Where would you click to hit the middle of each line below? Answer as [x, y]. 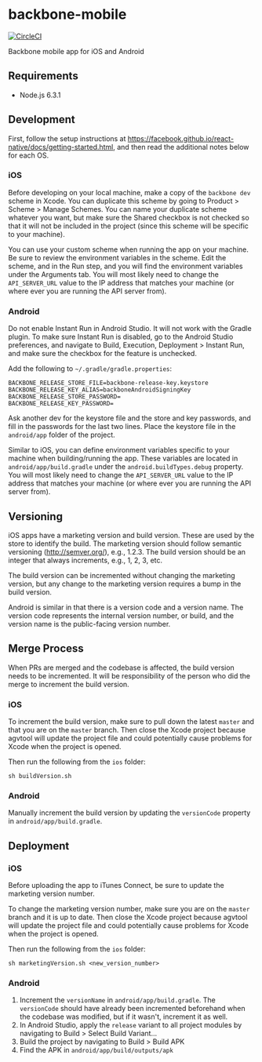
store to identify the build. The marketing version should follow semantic [125, 544]
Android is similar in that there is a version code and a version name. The [126, 607]
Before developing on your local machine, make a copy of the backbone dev [129, 192]
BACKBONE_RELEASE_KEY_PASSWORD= [61, 404]
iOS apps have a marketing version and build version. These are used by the [131, 535]
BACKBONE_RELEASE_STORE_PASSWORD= [65, 397]
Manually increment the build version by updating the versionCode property [129, 813]
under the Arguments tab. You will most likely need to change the [114, 274]
